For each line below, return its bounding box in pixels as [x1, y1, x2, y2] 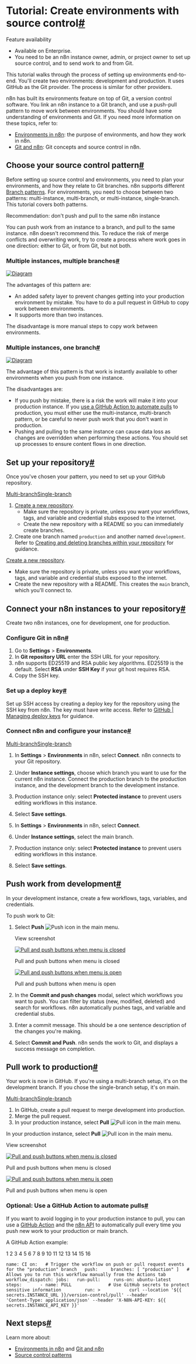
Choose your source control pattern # [6, 160, 145, 170]
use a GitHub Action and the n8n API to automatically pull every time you [6, 1221, 181, 1228]
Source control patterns [14, 1351, 72, 1358]
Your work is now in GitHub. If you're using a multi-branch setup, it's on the [6, 1078, 188, 1085]
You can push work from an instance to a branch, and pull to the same [6, 224, 176, 231]
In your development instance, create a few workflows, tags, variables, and [6, 894, 187, 902]
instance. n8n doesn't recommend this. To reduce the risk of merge [6, 229, 169, 236]
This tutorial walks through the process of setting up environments [6, 71, 167, 78]
